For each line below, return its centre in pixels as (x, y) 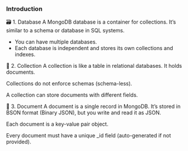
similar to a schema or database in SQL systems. (66, 31)
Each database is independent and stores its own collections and (94, 48)
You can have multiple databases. (56, 42)
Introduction (24, 9)
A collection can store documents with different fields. (72, 95)
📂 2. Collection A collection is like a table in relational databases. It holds (94, 66)
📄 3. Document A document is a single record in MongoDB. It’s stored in (93, 106)
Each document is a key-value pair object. (57, 124)
